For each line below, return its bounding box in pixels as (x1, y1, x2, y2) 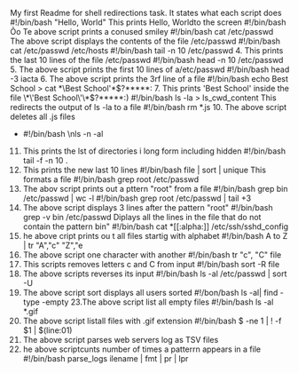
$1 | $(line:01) (22, 325, 73, 336)
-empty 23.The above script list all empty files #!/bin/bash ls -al (42, 297, 274, 307)
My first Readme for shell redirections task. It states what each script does (10, 8, 282, 18)
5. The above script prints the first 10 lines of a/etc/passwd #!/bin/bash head (10, 64, 290, 75)
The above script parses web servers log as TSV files (22, 335, 219, 345)
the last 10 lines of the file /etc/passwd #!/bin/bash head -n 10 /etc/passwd (10, 55, 284, 65)
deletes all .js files (10, 111, 76, 122)
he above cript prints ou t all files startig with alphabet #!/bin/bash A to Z (22, 231, 288, 241)
